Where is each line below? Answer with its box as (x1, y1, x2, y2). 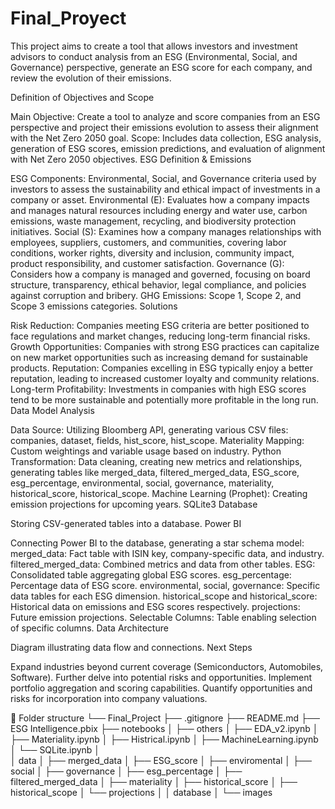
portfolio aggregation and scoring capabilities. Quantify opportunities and (10, 682, 313, 694)
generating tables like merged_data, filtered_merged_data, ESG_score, (10, 466, 300, 478)
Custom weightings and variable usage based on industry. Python (10, 445, 282, 457)
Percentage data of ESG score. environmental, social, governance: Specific (10, 579, 321, 591)
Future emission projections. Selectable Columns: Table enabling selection (10, 611, 317, 623)
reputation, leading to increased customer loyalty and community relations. (10, 372, 320, 384)
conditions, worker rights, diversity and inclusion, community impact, (10, 247, 295, 259)
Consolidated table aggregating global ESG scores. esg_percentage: (10, 568, 292, 581)
